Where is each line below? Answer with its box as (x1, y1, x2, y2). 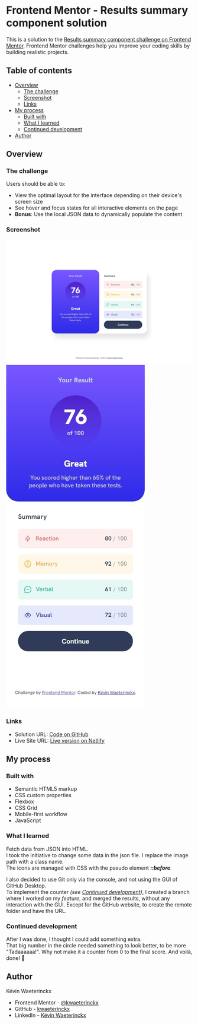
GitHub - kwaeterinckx (14, 1005, 70, 1012)
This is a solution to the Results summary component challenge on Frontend (6, 36, 191, 43)
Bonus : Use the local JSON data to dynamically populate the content (14, 211, 183, 218)
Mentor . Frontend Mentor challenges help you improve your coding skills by (6, 42, 190, 49)
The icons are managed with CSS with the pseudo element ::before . (6, 864, 173, 871)
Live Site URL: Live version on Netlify (14, 737, 105, 744)
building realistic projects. (6, 48, 69, 55)
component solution (6, 16, 108, 30)
